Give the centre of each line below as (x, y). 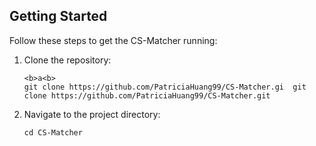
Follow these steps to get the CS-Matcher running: (113, 40)
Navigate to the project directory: (92, 114)
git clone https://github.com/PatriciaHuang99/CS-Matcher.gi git (165, 87)
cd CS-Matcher (53, 132)
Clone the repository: (67, 60)
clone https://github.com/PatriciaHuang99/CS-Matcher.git (147, 95)
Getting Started (58, 16)
